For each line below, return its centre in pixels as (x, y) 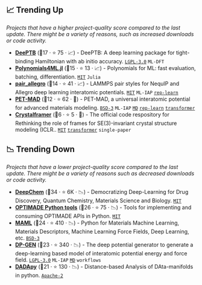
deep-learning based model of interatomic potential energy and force (101, 253)
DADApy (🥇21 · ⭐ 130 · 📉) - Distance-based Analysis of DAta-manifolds (104, 266)
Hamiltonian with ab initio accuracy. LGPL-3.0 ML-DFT (100, 61)
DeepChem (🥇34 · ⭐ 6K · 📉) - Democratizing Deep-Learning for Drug (102, 191)
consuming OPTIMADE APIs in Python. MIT (68, 216)
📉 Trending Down (41, 149)
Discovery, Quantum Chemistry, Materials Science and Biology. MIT (98, 200)
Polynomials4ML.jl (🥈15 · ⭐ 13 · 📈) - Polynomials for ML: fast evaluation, (105, 68)
